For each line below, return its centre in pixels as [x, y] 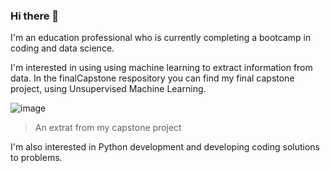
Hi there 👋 [35, 16]
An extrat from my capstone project [108, 128]
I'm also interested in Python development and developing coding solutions [165, 147]
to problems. [36, 158]
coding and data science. [62, 48]
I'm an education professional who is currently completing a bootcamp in [161, 38]
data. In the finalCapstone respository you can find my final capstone [152, 78]
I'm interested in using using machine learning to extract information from [161, 68]
